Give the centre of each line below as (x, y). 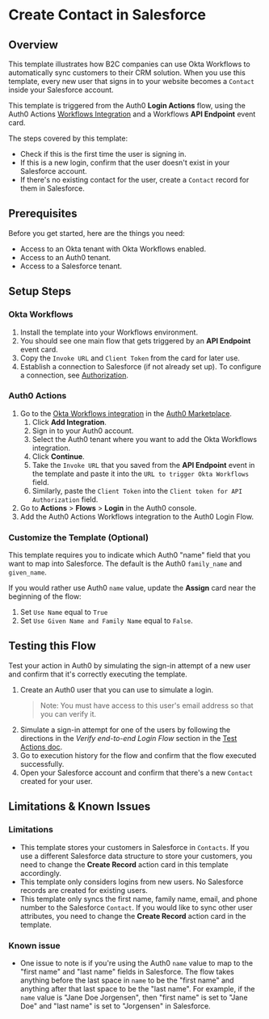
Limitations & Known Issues (80, 807)
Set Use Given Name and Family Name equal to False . (106, 621)
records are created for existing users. (84, 890)
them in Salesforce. (52, 188)
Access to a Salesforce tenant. (71, 266)
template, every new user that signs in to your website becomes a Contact (131, 81)
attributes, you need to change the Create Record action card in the (133, 916)
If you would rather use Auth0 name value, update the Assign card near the (132, 588)
